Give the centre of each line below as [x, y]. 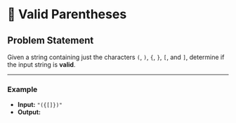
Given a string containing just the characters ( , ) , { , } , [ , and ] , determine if [116, 57]
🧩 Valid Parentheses [67, 14]
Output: [29, 112]
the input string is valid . [41, 65]
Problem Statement [51, 40]
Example [22, 89]
